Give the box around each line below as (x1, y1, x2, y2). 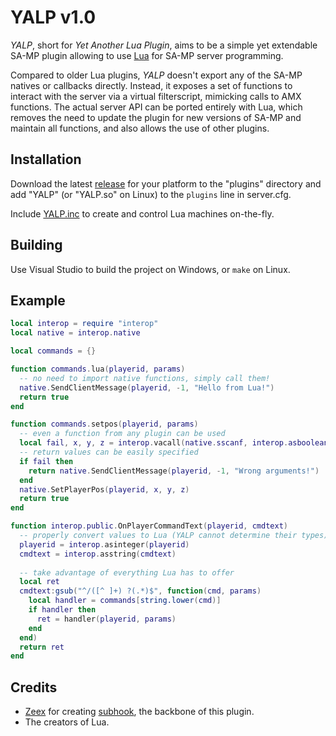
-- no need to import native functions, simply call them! (19, 373, 271, 383)
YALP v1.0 (10, 6, 97, 29)
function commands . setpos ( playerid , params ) (10, 419, 199, 430)
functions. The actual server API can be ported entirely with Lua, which (10, 101, 303, 113)
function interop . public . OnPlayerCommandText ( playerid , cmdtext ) (10, 521, 288, 531)
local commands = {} (10, 346, 97, 356)
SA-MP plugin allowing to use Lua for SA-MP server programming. (10, 49, 284, 61)
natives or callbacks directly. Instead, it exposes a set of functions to (10, 79, 293, 91)
